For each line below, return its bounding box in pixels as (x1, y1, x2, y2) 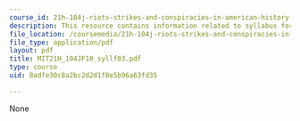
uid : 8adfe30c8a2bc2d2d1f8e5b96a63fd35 (9, 71, 158, 80)
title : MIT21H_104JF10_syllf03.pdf (9, 54, 142, 63)
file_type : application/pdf (9, 37, 114, 47)
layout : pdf (9, 46, 54, 55)
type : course (9, 63, 58, 72)
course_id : (9, 12, 50, 22)
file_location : (9, 29, 66, 38)
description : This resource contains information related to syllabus (9, 21, 278, 30)
